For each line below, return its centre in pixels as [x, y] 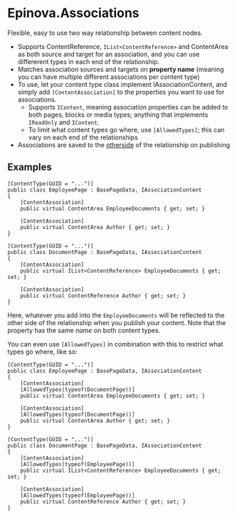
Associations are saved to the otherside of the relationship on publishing [123, 144]
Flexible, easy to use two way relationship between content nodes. [105, 33]
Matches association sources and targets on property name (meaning [121, 69]
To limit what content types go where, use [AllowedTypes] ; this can [126, 129]
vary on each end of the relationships [83, 137]
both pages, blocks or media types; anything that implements [118, 115]
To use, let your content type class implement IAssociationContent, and [122, 84]
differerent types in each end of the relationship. [89, 61]
